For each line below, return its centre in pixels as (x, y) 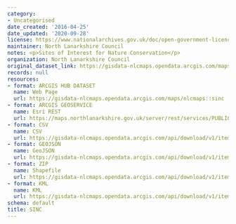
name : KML (28, 190)
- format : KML (28, 183)
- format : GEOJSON (34, 145)
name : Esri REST (37, 112)
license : (20, 40)
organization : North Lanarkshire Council (69, 60)
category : (22, 14)
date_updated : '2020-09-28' (48, 33)
